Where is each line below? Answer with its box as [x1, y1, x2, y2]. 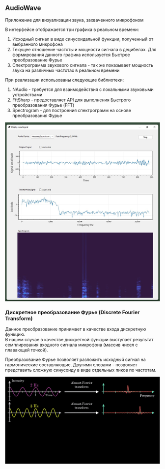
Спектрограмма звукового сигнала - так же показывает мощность [12, 62, 154, 68]
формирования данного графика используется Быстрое [12, 52, 130, 58]
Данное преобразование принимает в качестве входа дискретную [5, 326, 146, 332]
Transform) [5, 315, 33, 322]
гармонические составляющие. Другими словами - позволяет [5, 361, 137, 368]
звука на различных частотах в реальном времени [12, 67, 120, 73]
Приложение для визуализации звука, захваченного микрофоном [5, 17, 144, 23]
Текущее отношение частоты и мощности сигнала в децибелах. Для [12, 46, 157, 52]
